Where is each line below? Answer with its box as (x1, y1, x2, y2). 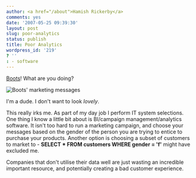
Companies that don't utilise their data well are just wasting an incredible (6, 158, 184, 166)
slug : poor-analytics (6, 31, 60, 37)
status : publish (6, 36, 46, 42)
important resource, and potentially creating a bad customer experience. (6, 164, 184, 172)
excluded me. (6, 147, 40, 154)
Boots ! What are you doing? (6, 75, 74, 82)
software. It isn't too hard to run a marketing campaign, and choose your (6, 122, 184, 129)
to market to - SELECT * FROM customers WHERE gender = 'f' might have (6, 141, 191, 148)
